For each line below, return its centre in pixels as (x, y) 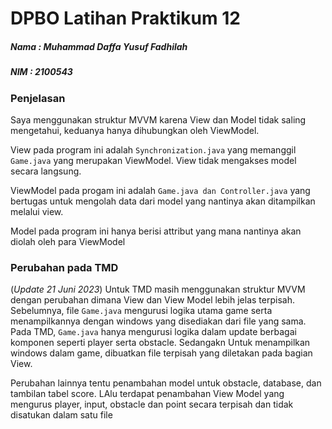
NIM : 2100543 (41, 72)
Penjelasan (38, 98)
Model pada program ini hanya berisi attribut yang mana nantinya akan (156, 231)
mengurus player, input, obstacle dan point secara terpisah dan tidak (152, 404)
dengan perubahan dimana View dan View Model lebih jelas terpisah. (152, 300)
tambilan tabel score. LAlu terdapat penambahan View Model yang (147, 394)
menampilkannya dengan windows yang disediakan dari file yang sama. (158, 321)
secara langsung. (46, 171)
